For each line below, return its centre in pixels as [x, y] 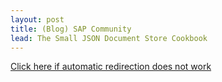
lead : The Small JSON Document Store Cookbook [109, 38]
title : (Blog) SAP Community [71, 29]
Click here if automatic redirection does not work [111, 67]
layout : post [37, 19]
